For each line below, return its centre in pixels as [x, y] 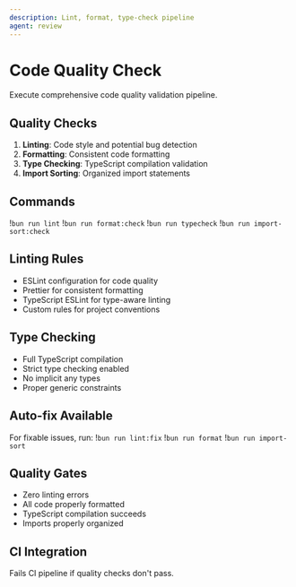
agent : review [36, 26]
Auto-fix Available [61, 416]
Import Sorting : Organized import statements [106, 173]
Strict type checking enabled [76, 368]
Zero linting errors [56, 495]
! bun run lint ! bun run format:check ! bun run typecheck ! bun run [130, 223]
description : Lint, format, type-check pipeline [102, 17]
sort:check [30, 232]
